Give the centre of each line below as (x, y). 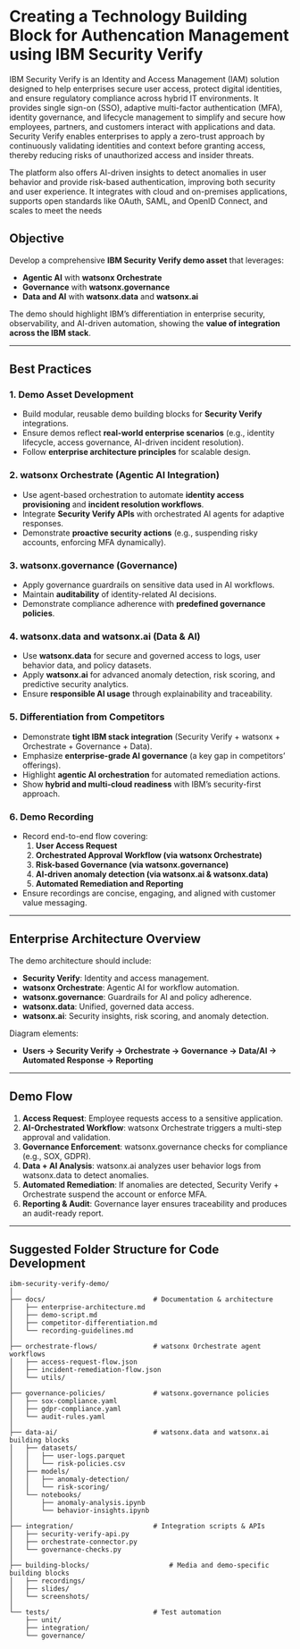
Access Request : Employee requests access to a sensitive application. (152, 1118)
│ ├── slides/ (39, 1589)
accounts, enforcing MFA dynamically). (94, 542)
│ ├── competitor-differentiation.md (83, 1323)
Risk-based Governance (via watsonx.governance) (132, 864)
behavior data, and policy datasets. (87, 665)
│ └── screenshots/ (50, 1597)
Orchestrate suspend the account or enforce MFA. (115, 1194)
